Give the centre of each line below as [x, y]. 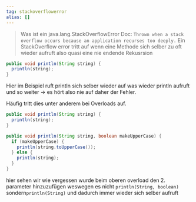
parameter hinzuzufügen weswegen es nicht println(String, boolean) [93, 186]
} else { [22, 152]
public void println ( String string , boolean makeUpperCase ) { [84, 136]
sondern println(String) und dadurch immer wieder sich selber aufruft [92, 193]
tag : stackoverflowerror [36, 12]
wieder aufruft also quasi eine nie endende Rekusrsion [87, 53]
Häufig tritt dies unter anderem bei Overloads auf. [66, 103]
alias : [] [18, 17]
